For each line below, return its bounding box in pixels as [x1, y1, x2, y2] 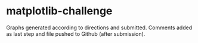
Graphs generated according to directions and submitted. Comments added [6, 24, 193, 31]
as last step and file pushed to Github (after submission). [6, 30, 146, 37]
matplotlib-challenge [6, 4, 113, 18]
